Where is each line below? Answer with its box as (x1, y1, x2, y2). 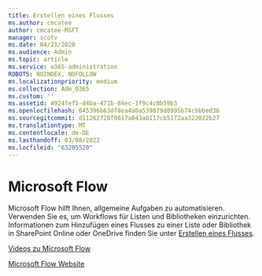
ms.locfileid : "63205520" (8, 144, 93, 151)
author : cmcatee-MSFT (8, 26, 79, 34)
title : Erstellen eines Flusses (8, 11, 114, 20)
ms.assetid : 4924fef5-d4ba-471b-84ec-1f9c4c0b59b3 (8, 99, 178, 107)
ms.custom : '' (8, 92, 55, 100)
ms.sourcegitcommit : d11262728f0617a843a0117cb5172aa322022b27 (8, 114, 220, 122)
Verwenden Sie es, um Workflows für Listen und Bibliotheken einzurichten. (8, 212, 250, 222)
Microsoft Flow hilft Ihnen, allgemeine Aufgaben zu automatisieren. (8, 203, 225, 213)
